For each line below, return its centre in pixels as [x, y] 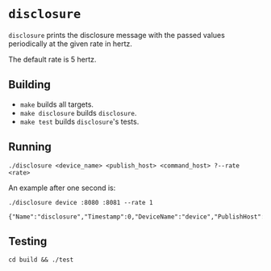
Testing [28, 241]
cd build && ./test [41, 260]
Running [30, 147]
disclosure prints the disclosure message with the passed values [117, 35]
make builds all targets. [57, 104]
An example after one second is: [62, 188]
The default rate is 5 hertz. [52, 59]
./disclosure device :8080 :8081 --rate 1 [81, 202]
